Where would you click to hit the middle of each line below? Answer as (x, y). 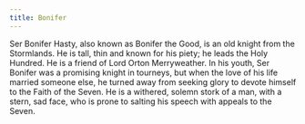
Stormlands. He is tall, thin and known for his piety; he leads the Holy (139, 53)
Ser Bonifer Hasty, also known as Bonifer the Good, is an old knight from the (152, 43)
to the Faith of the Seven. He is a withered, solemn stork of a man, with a (146, 91)
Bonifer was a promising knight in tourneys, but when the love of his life (144, 72)
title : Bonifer (38, 18)
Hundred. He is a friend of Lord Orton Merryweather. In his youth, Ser (140, 62)
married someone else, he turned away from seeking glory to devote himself (153, 81)
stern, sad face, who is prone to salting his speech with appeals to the (141, 101)
